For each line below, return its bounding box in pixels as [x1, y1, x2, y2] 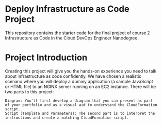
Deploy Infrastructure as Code [5, 3, 130, 15]
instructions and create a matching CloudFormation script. [5, 115, 130, 120]
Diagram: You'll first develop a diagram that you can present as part [5, 98, 153, 103]
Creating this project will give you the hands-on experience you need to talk [5, 68, 157, 74]
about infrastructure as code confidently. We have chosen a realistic [5, 73, 142, 79]
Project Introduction [5, 52, 88, 63]
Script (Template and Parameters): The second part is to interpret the [5, 111, 155, 116]
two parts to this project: [5, 89, 54, 94]
